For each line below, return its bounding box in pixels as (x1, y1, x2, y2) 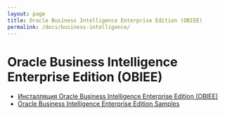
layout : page (7, 10, 46, 18)
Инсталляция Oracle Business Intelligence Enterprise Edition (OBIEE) (17, 92, 219, 101)
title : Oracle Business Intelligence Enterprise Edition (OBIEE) (7, 17, 202, 24)
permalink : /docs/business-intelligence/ (7, 23, 131, 30)
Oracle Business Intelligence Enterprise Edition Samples (17, 99, 180, 108)
